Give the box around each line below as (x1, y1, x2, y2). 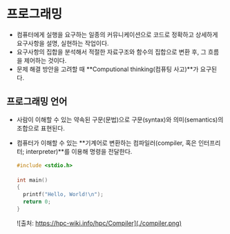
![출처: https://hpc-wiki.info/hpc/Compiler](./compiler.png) (16, 219, 182, 227)
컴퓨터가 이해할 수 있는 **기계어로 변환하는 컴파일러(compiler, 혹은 (16, 139, 198, 147)
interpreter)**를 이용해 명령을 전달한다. (26, 147, 133, 155)
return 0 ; (23, 198, 51, 206)
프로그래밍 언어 (6, 96, 68, 108)
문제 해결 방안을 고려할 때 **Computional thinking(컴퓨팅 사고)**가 (16, 65, 199, 73)
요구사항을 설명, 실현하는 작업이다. (16, 39, 109, 47)
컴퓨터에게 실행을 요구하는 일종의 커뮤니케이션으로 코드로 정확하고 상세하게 (16, 30, 218, 39)
